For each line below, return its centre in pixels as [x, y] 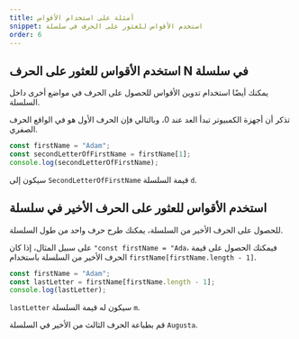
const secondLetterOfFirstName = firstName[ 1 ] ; [100, 154]
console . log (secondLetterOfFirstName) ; [84, 162]
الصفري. [24, 129]
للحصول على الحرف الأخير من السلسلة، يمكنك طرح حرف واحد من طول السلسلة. [146, 230]
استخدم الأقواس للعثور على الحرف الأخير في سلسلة [138, 208]
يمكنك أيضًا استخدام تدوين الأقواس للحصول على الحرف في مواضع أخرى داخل [139, 93]
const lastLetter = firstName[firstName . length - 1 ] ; [113, 282]
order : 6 [26, 34]
